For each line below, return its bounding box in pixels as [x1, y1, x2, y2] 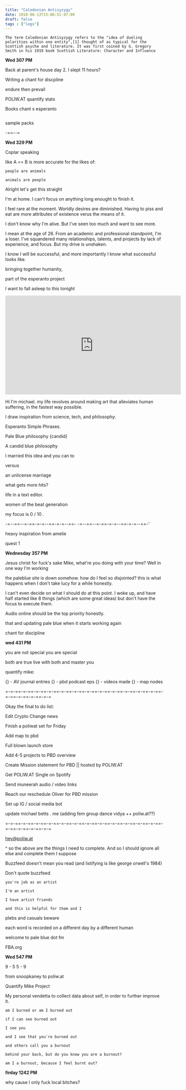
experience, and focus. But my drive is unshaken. [5, 241, 107, 247]
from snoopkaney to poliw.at [5, 973, 64, 979]
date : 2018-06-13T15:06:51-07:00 [5, 12, 75, 17]
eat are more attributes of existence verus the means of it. [5, 211, 125, 217]
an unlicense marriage [5, 472, 52, 478]
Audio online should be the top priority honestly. [5, 610, 105, 616]
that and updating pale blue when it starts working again [5, 620, 122, 626]
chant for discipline [5, 630, 45, 636]
